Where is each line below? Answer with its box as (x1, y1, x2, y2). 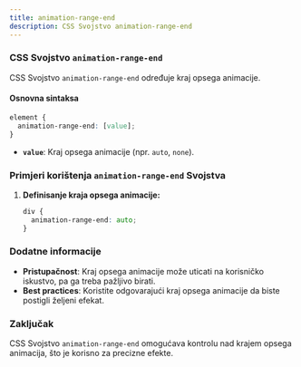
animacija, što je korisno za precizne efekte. (9, 348, 174, 359)
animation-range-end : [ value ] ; (17, 121, 136, 130)
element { (9, 113, 47, 122)
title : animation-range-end (9, 13, 116, 23)
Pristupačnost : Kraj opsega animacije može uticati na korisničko (22, 266, 265, 276)
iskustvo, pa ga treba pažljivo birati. (22, 275, 156, 286)
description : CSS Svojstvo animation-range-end (9, 22, 193, 31)
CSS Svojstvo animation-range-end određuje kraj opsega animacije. (9, 72, 261, 82)
